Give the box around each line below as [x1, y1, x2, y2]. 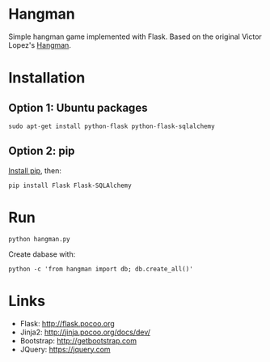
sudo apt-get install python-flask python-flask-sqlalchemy [8, 122, 216, 130]
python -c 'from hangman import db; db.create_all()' [8, 265, 194, 273]
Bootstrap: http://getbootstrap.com [19, 335, 137, 345]
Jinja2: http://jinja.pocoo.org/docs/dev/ [19, 327, 151, 337]
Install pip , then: [8, 165, 62, 175]
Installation [8, 69, 86, 87]
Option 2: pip [8, 144, 75, 158]
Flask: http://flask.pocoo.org [19, 318, 115, 328]
